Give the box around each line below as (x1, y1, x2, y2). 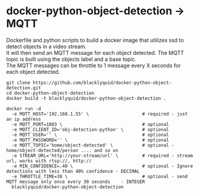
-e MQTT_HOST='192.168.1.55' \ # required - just (11, 111, 188, 117)
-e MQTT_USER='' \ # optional (11, 132, 169, 138)
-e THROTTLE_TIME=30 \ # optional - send (11, 173, 188, 179)
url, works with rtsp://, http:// (6, 158, 92, 164)
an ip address (6, 116, 42, 122)
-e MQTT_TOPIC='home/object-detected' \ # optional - (11, 142, 175, 148)
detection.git (6, 85, 42, 91)
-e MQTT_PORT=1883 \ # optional (11, 121, 169, 127)
